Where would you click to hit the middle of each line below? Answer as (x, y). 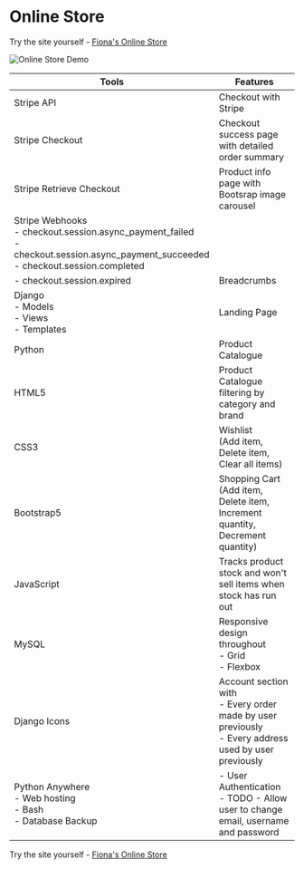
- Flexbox (239, 666)
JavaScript (37, 584)
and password (249, 832)
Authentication (250, 787)
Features (254, 82)
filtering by (242, 392)
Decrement (242, 535)
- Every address (253, 738)
